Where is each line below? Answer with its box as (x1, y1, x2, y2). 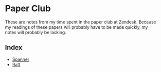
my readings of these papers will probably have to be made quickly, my (5, 24, 148, 30)
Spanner (12, 56, 30, 62)
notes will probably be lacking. (5, 29, 67, 35)
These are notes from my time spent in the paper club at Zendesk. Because (5, 19, 157, 25)
